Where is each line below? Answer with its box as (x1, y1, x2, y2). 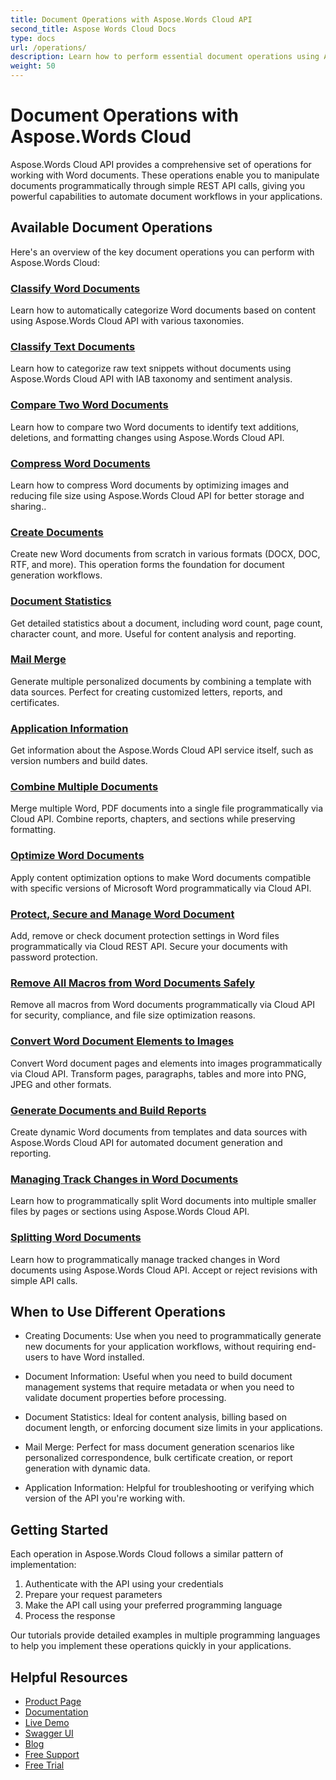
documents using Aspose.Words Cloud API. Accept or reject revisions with (10, 1264, 318, 1276)
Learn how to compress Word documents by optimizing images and (10, 479, 290, 491)
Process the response (24, 1610, 116, 1622)
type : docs (10, 33, 56, 43)
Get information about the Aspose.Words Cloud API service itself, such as (10, 744, 314, 756)
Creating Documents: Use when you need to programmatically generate (24, 1330, 322, 1342)
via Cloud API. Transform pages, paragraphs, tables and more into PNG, (10, 1067, 307, 1080)
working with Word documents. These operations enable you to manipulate (10, 169, 320, 181)
